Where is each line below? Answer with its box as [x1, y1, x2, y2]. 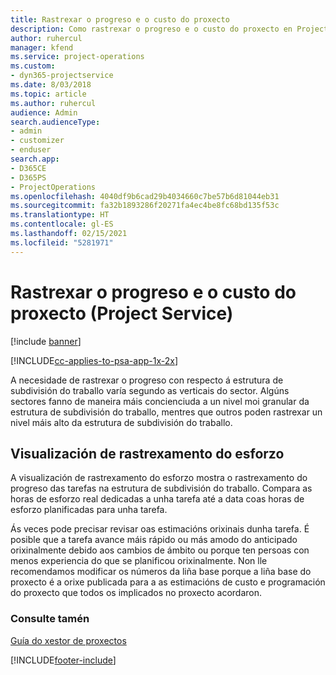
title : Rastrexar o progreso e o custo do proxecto [10, 14, 230, 25]
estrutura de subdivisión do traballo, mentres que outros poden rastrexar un [10, 406, 323, 418]
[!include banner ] [10, 335, 82, 347]
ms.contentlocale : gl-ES [10, 219, 114, 230]
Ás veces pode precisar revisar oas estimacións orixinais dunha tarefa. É [10, 523, 310, 535]
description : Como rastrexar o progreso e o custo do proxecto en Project [10, 24, 329, 34]
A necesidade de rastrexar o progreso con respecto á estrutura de [10, 374, 284, 386]
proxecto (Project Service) [10, 302, 234, 325]
